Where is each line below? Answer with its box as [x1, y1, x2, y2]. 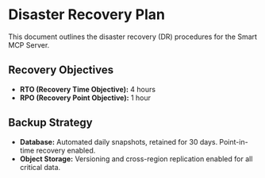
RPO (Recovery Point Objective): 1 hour [19, 93, 151, 103]
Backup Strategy [8, 116, 93, 130]
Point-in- [219, 137, 248, 146]
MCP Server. [8, 40, 50, 49]
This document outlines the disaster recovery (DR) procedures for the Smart [8, 32, 258, 41]
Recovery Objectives [8, 64, 113, 77]
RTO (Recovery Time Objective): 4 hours [19, 84, 156, 94]
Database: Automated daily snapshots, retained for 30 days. [19, 137, 218, 146]
